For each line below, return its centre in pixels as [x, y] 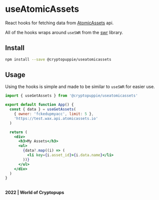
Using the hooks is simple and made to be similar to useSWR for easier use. [80, 87]
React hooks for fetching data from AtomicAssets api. [60, 23]
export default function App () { [40, 105]
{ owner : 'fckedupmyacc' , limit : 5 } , [54, 114]
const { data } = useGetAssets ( [43, 109]
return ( [19, 132]
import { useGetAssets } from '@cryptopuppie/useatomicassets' [72, 96]
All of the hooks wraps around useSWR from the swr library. [64, 32]
